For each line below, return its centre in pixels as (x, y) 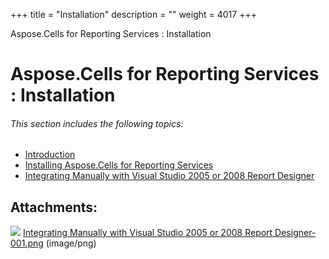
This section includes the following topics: (97, 123)
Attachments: (54, 207)
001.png (27, 243)
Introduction (50, 155)
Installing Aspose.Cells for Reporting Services (119, 165)
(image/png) (71, 243)
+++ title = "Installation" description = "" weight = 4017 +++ (133, 14)
